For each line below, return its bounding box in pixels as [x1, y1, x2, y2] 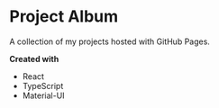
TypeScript [22, 80, 64, 91]
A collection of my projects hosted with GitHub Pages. [9, 36, 210, 47]
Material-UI [22, 90, 65, 101]
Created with [9, 53, 59, 64]
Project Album [9, 6, 119, 27]
